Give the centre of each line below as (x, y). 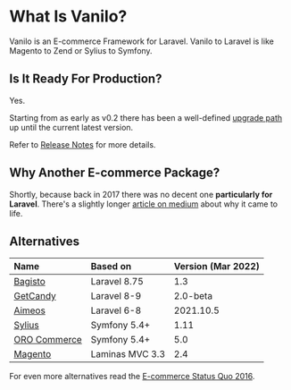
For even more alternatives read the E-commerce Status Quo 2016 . (132, 377)
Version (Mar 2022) (217, 267)
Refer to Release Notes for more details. (83, 144)
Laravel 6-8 (116, 310)
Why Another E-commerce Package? (115, 173)
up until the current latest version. (71, 127)
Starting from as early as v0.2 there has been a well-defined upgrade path (146, 117)
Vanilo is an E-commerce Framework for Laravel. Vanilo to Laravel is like (141, 41)
